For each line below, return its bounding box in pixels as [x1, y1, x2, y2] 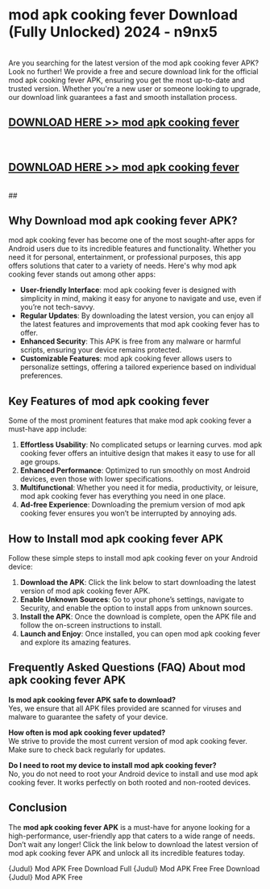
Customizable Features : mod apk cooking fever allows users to [19, 353, 232, 364]
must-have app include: [8, 424, 87, 434]
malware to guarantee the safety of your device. [8, 712, 168, 721]
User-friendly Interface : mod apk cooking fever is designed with [19, 285, 236, 295]
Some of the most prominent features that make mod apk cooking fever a [8, 415, 252, 425]
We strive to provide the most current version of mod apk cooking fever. [8, 736, 248, 745]
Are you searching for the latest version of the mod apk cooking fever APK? [8, 58, 260, 68]
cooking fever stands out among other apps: [8, 269, 156, 279]
